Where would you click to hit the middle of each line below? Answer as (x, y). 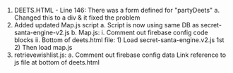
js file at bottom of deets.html (57, 62)
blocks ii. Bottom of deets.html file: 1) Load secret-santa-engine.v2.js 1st (119, 40)
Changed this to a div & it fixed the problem (77, 18)
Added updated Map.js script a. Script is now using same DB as (106, 25)
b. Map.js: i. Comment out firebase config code (139, 32)
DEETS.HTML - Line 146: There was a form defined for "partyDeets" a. (117, 10)
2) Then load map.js (43, 47)
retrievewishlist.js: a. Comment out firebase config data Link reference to (120, 55)
